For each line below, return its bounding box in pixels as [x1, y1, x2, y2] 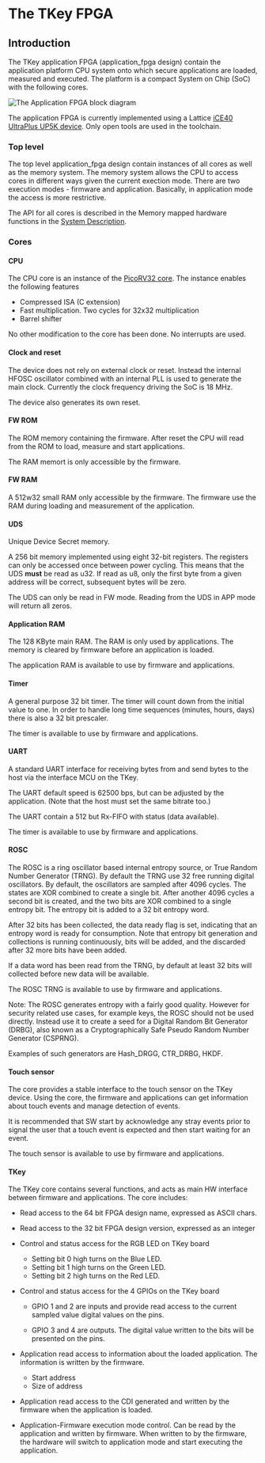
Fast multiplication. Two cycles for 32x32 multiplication [19, 306, 199, 315]
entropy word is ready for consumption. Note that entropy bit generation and [8, 929, 258, 938]
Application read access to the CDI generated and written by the [19, 1396, 230, 1406]
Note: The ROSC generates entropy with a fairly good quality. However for [8, 1000, 250, 1009]
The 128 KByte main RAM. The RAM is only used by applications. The [8, 636, 234, 646]
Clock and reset [8, 348, 62, 357]
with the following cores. [8, 82, 89, 92]
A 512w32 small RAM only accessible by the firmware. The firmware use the [8, 492, 257, 503]
